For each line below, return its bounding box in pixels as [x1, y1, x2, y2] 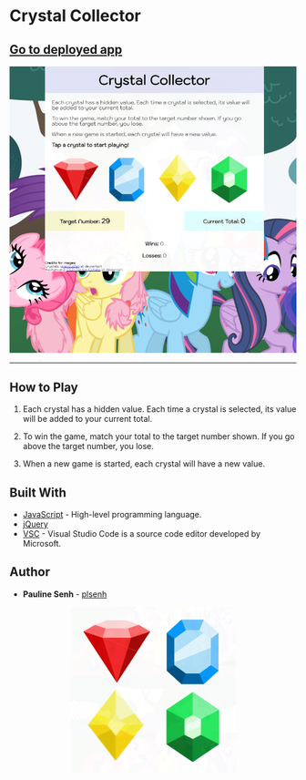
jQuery [22, 518, 48, 529]
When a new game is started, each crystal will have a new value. [22, 458, 266, 469]
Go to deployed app [9, 42, 123, 57]
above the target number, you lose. [22, 441, 155, 452]
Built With [9, 485, 66, 500]
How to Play [9, 379, 79, 395]
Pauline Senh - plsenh [22, 589, 107, 600]
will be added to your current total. [22, 414, 153, 425]
